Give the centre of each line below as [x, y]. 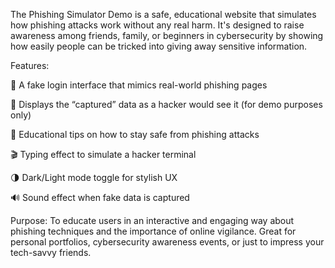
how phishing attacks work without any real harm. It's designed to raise [157, 25]
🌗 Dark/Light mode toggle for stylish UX [94, 177]
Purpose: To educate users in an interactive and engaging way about [152, 220]
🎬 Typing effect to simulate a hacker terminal [103, 154]
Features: [30, 65]
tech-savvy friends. [51, 252]
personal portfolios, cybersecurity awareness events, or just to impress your [167, 242]
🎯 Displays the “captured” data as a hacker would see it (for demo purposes [166, 104]
